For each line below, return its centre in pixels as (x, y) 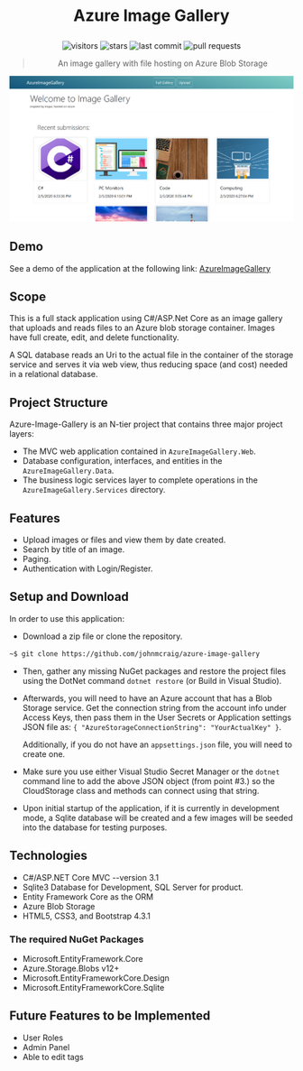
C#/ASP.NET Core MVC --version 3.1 (91, 877)
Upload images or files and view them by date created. (124, 540)
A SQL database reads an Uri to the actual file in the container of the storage (151, 355)
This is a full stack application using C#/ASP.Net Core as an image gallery (146, 319)
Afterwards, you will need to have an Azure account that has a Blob (147, 698)
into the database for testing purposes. (95, 827)
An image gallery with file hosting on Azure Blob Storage (162, 63)
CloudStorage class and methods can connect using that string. (141, 790)
